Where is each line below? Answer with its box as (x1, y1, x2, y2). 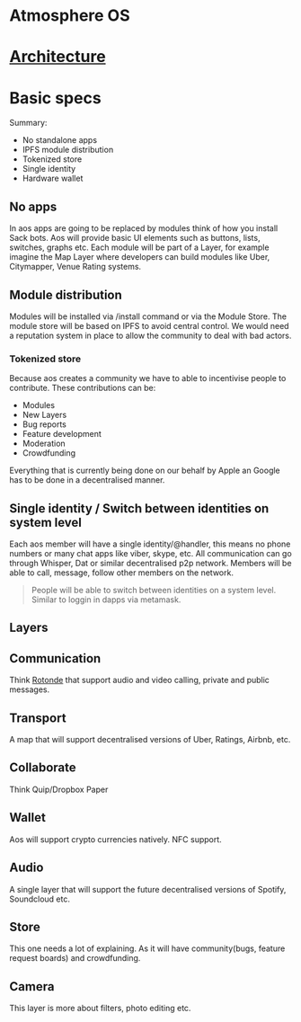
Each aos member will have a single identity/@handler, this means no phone (9, 538, 291, 549)
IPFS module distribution (22, 145, 114, 156)
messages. (9, 684, 50, 695)
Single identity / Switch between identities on (9, 501, 270, 516)
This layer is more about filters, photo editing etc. (9, 1003, 191, 1014)
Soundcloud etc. (9, 893, 70, 904)
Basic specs (9, 87, 102, 108)
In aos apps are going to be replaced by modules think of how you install (9, 223, 279, 234)
